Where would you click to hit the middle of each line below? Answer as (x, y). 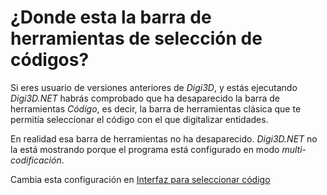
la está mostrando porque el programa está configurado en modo (145, 149)
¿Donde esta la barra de (111, 17)
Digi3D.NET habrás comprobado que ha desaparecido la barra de (145, 98)
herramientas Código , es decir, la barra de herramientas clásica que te (156, 108)
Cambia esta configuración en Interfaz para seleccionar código (140, 179)
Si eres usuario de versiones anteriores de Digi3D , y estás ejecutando (154, 87)
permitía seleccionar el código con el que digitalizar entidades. (139, 119)
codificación (36, 160)
